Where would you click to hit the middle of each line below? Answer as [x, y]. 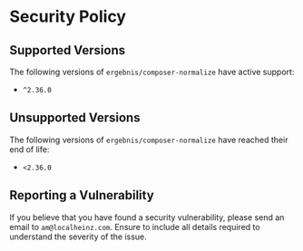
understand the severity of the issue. [78, 237]
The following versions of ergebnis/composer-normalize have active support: [152, 72]
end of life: [29, 149]
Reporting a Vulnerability [82, 195]
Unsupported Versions [75, 118]
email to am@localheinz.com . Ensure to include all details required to [135, 227]
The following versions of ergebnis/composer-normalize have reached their [149, 140]
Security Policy [68, 17]
